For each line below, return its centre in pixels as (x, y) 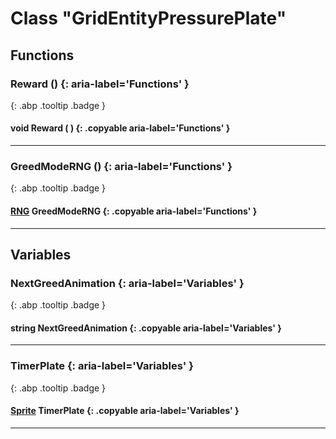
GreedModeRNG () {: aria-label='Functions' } (121, 166)
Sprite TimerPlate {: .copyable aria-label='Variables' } (125, 411)
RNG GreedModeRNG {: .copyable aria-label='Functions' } (134, 211)
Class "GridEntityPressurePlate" (148, 18)
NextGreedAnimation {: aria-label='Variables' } (127, 283)
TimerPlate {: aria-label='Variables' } (102, 366)
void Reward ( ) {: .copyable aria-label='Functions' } (120, 128)
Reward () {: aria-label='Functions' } (100, 84)
